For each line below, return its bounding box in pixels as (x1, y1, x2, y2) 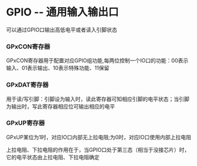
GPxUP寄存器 (6, 119, 46, 127)
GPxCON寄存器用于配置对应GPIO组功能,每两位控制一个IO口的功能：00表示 (6, 57, 189, 64)
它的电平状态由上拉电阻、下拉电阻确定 (6, 154, 99, 161)
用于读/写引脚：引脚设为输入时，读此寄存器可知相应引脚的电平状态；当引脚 (6, 95, 190, 103)
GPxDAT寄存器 (6, 81, 49, 89)
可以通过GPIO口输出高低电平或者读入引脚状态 (6, 26, 117, 33)
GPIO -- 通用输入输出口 (6, 5, 120, 19)
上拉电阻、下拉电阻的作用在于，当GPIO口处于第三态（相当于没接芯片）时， (6, 146, 190, 153)
